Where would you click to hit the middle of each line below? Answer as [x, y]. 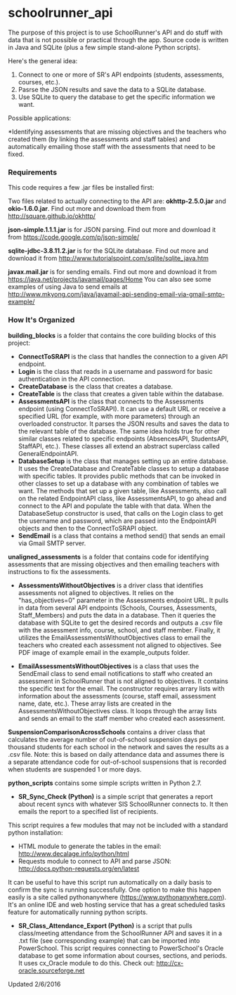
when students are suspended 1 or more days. [75, 769]
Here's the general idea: [43, 60]
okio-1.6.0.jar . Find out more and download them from [87, 209]
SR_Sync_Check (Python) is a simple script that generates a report [116, 796]
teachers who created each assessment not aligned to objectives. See [120, 645]
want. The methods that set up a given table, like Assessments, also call [122, 490]
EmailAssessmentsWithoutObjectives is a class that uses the [109, 666]
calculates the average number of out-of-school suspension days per [109, 739]
